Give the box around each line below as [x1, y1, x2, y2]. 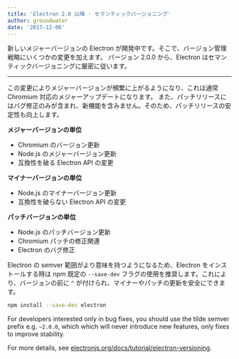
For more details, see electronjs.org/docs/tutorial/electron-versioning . [7, 343, 212, 353]
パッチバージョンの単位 [7, 213, 76, 222]
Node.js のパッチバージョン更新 [17, 228, 111, 236]
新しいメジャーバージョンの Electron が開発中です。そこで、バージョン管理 [7, 44, 227, 53]
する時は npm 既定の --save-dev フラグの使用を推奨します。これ [26, 270, 215, 279]
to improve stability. [7, 330, 65, 338]
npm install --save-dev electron [7, 302, 107, 309]
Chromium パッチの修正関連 [17, 236, 100, 246]
